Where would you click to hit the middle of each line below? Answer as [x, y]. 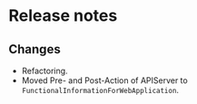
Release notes [63, 16]
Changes [34, 49]
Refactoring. [45, 71]
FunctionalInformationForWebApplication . [100, 90]
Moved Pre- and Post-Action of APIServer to [104, 80]
